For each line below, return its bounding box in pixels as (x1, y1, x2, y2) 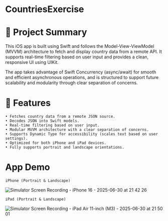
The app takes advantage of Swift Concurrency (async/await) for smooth (5, 69, 156, 75)
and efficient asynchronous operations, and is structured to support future (5, 75, 159, 81)
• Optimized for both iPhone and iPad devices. (5, 140, 107, 145)
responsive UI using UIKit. (5, 59, 59, 65)
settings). (5, 136, 28, 141)
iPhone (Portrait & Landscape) (5, 178, 71, 183)
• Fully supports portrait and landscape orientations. (5, 145, 124, 150)
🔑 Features (5, 97, 51, 109)
